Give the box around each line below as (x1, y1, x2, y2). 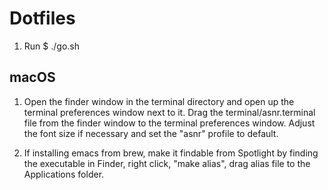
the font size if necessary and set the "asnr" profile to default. (23, 127, 279, 139)
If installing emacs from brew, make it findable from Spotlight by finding (23, 147, 319, 159)
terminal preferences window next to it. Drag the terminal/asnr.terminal (23, 106, 316, 118)
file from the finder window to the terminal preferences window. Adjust (23, 117, 316, 129)
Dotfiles (9, 7, 76, 30)
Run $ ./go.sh (23, 40, 80, 52)
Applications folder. (23, 168, 105, 180)
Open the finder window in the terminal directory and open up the (23, 95, 295, 107)
